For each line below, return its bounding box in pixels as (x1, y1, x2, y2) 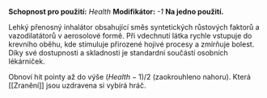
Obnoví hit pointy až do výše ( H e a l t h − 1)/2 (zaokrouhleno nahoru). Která (8, 72, 251, 81)
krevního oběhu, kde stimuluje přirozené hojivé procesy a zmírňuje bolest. (8, 39, 255, 49)
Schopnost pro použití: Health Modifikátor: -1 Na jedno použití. (8, 7, 224, 16)
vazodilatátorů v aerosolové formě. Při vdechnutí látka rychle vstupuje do (8, 31, 252, 40)
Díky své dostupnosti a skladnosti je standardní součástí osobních (8, 48, 228, 57)
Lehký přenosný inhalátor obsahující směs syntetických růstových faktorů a (8, 22, 261, 31)
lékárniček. (8, 56, 46, 66)
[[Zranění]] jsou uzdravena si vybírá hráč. (8, 80, 146, 90)
